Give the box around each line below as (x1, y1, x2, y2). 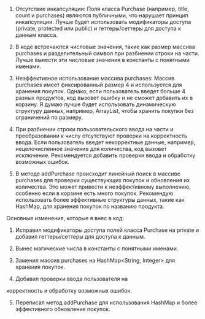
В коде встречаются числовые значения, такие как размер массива (15, 43, 195, 50)
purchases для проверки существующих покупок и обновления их (15, 177, 190, 183)
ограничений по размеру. (15, 113, 83, 121)
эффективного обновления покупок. (15, 306, 110, 312)
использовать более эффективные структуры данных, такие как (15, 196, 185, 203)
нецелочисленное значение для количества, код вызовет (15, 145, 167, 152)
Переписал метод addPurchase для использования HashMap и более (15, 299, 198, 306)
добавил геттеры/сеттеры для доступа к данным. (15, 233, 145, 240)
